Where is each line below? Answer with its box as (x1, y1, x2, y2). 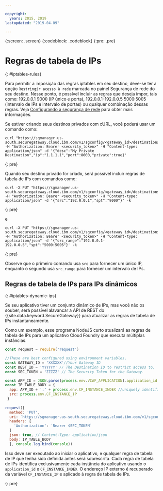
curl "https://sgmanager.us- (5, 136, 64, 141)
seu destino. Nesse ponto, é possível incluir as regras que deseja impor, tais (5, 91, 157, 97)
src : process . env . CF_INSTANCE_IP (9, 392, 77, 397)
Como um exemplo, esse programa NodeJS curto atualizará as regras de (5, 327, 151, 333)
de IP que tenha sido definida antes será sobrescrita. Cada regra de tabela (5, 455, 154, 461)
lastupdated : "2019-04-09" (5, 20, 60, 25)
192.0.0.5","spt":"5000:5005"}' (5, 243, 70, 247)
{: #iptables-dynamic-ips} (5, 293, 57, 299)
